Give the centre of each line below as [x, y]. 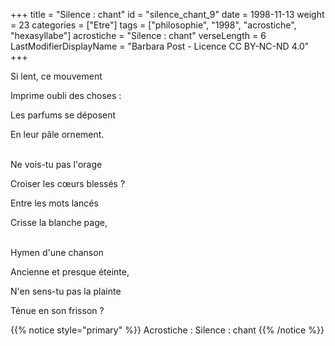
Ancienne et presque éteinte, [70, 272]
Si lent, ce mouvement [56, 76]
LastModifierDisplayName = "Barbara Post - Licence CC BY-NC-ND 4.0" [160, 46]
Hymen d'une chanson [57, 252]
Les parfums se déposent [63, 115]
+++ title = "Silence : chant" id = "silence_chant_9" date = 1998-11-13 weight [167, 14]
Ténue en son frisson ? [57, 310]
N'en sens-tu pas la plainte [66, 291]
